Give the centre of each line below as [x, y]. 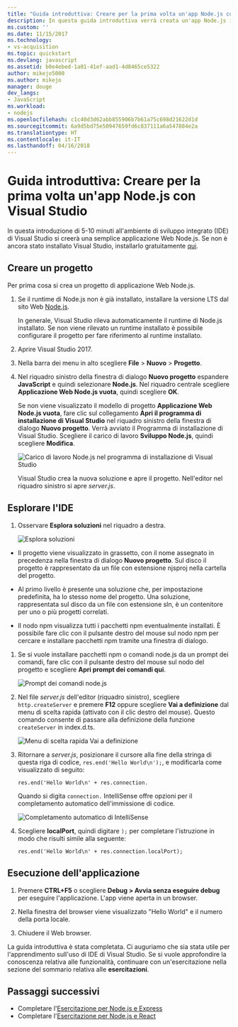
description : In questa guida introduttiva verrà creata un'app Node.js [117, 21]
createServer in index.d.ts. [56, 727]
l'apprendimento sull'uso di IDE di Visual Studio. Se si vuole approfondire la [117, 954]
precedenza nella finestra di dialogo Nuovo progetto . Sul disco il [112, 560]
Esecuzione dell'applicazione [74, 873]
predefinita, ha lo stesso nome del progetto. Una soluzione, [104, 596]
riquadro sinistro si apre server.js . [66, 485]
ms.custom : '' [28, 27]
